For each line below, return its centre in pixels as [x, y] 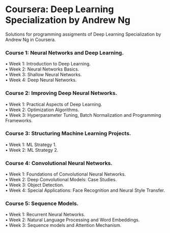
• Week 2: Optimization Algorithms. [42, 110]
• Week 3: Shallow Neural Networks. [44, 75]
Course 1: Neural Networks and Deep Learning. [64, 53]
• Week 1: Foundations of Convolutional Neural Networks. [66, 174]
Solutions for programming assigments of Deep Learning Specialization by [83, 34]
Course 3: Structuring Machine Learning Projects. [68, 134]
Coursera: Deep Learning [60, 9]
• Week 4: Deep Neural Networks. [41, 80]
